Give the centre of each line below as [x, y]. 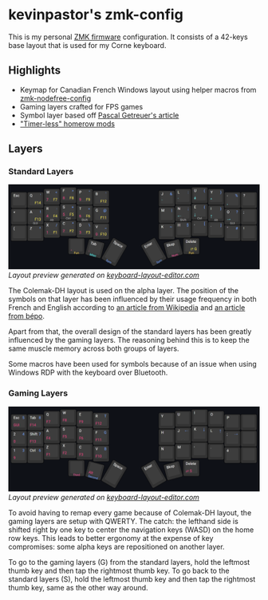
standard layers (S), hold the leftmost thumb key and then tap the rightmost [132, 579]
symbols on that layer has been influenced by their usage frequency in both [132, 299]
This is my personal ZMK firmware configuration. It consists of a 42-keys [128, 37]
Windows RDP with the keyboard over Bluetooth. [88, 372]
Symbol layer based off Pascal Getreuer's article [99, 115]
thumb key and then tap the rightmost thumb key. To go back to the [119, 570]
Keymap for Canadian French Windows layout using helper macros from [138, 89]
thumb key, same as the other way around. [79, 587]
